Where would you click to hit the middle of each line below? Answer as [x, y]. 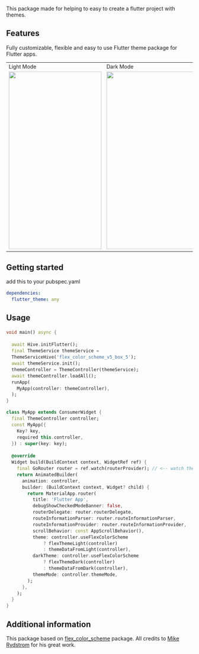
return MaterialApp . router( [62, 494]
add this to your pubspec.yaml [43, 282]
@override [23, 456]
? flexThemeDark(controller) [79, 562]
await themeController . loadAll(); [54, 376]
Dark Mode [120, 66]
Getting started [35, 267]
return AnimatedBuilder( [47, 475]
